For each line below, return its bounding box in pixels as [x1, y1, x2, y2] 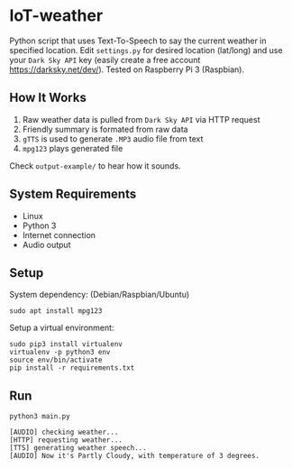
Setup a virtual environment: [9, 322, 114, 334]
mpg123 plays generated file [22, 143, 123, 153]
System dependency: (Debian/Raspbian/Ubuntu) [9, 290, 190, 300]
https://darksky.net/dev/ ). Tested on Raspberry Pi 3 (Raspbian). [9, 64, 245, 75]
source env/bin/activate [9, 355, 103, 365]
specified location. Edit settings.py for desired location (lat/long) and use [9, 44, 283, 55]
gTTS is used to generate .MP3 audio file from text [22, 133, 204, 144]
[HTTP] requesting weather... [9, 436, 123, 445]
